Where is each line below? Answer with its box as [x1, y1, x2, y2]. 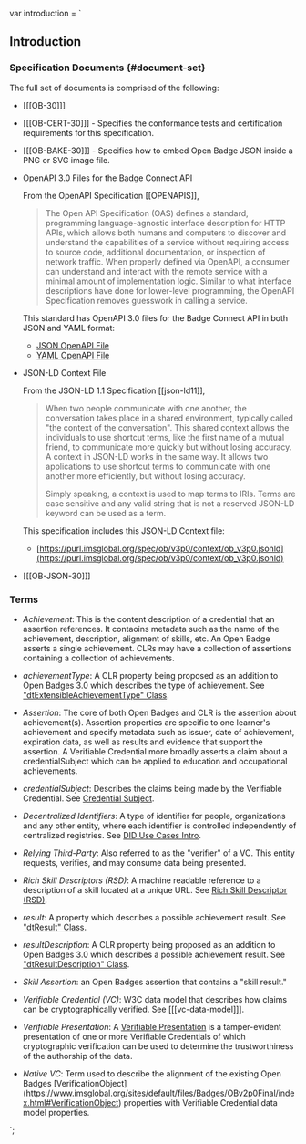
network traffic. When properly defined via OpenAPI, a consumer [45, 255, 290, 267]
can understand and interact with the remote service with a [45, 265, 268, 276]
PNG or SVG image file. [22, 154, 111, 165]
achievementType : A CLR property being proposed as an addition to [22, 670, 279, 681]
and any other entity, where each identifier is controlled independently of [22, 820, 297, 831]
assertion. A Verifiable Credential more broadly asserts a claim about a [22, 745, 289, 756]
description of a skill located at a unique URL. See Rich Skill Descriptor [22, 884, 288, 895]
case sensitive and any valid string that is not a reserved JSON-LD [45, 497, 295, 509]
